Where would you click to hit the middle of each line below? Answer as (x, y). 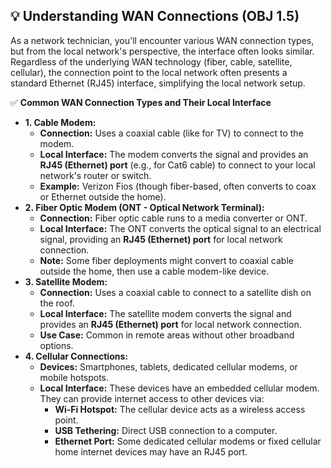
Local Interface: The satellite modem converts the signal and (165, 313)
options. (56, 345)
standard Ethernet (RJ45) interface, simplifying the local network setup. (158, 83)
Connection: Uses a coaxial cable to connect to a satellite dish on (175, 292)
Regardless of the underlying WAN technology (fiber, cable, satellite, (151, 61)
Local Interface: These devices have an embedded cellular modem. (179, 388)
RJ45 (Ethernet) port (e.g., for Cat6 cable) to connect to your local (177, 165)
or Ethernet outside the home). (103, 196)
